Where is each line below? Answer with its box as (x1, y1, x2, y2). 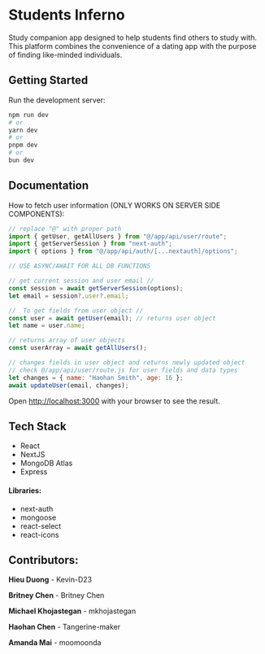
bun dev (8, 156, 35, 164)
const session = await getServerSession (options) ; (8, 284, 184, 292)
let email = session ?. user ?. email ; (8, 291, 129, 300)
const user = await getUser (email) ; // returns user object (8, 314, 217, 322)
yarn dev (8, 126, 38, 134)
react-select (20, 521, 62, 530)
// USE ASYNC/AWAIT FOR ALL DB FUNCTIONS (8, 262, 151, 270)
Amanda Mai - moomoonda (8, 638, 102, 647)
